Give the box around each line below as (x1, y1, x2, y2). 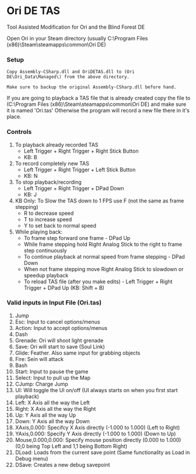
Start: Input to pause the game (15, 367, 89, 375)
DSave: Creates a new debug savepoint (15, 461, 110, 468)
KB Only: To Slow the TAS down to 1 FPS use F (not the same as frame (15, 197, 184, 204)
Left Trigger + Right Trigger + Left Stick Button (23, 166, 136, 173)
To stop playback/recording (15, 178, 82, 186)
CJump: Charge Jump (15, 380, 69, 387)
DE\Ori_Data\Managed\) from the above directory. (6, 74, 130, 80)
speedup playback (23, 272, 69, 279)
